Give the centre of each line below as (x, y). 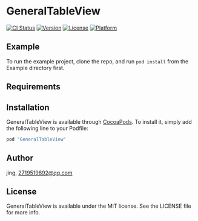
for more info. (23, 213)
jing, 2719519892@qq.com (39, 173)
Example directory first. (35, 68)
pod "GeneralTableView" (36, 139)
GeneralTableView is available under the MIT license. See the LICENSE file (99, 206)
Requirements (33, 87)
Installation (28, 107)
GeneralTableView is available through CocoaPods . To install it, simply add (99, 121)
